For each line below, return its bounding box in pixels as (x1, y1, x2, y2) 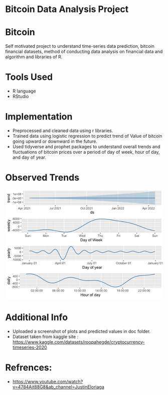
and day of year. (12, 154, 47, 160)
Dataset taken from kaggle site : (12, 333, 79, 340)
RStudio (12, 93, 29, 100)
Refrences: (5, 362, 52, 373)
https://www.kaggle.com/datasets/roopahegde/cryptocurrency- (12, 339, 145, 345)
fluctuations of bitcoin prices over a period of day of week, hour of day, (12, 149, 160, 155)
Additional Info (5, 312, 68, 323)
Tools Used (5, 71, 53, 83)
